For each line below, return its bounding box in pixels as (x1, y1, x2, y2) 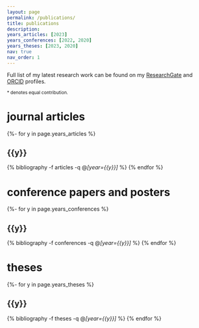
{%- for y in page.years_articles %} (7, 129, 96, 137)
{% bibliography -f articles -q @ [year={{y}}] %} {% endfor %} (7, 164, 164, 171)
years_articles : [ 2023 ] (7, 32, 68, 38)
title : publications (7, 20, 60, 26)
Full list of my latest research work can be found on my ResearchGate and (7, 71, 193, 78)
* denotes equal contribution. (7, 89, 68, 95)
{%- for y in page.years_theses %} (7, 281, 94, 288)
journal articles (7, 109, 85, 123)
